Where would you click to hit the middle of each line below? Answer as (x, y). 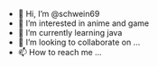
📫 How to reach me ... (60, 52)
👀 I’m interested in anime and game (84, 23)
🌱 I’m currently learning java (70, 33)
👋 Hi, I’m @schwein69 (59, 14)
